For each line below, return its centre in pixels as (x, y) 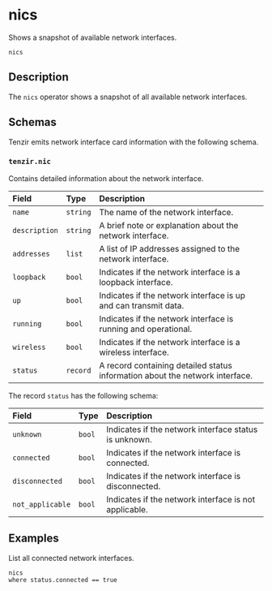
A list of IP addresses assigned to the (170, 248)
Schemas (32, 122)
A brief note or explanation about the (169, 225)
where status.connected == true (63, 580)
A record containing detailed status (166, 365)
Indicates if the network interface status (182, 429)
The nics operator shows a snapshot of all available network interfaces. (128, 97)
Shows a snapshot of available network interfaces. (93, 37)
